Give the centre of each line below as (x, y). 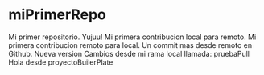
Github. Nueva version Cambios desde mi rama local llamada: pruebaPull (129, 53)
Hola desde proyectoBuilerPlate (61, 62)
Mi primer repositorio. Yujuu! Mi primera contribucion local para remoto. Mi (132, 37)
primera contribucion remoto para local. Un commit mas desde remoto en (130, 45)
